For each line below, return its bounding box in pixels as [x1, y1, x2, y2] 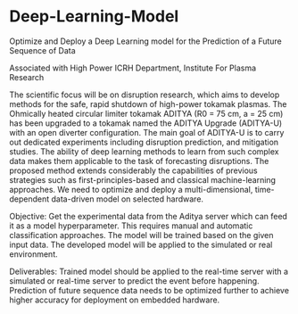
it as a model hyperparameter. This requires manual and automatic [9, 220, 253, 231]
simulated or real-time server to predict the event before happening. [9, 275, 261, 286]
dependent [9, 194, 50, 204]
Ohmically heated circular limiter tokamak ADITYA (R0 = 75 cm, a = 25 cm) [9, 108, 284, 119]
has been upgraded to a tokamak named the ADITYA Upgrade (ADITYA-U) [9, 118, 283, 128]
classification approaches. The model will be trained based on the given [9, 229, 274, 240]
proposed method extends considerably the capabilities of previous [9, 165, 258, 176]
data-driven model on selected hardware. [51, 194, 203, 204]
